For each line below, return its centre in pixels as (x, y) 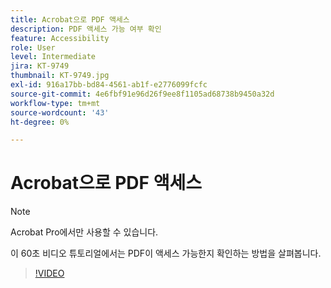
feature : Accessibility (60, 38)
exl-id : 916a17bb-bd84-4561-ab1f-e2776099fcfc (109, 85)
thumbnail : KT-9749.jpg (60, 76)
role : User (33, 47)
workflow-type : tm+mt (55, 103)
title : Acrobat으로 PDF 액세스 (70, 19)
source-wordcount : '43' (60, 112)
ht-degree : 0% (40, 122)
